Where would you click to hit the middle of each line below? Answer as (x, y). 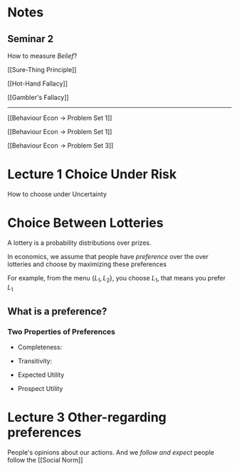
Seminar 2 (31, 39)
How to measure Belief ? (42, 56)
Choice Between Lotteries (85, 223)
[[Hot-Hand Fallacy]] (38, 83)
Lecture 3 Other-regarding (87, 417)
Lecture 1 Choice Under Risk (92, 174)
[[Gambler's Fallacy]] (38, 97)
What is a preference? (57, 311)
